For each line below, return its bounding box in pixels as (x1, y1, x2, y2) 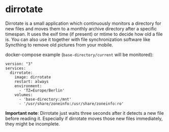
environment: (14, 83, 42, 89)
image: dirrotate (14, 74, 51, 79)
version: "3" (5, 61, 33, 66)
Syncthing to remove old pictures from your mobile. (5, 41, 114, 48)
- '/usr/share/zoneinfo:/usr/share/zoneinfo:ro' (18, 101, 124, 106)
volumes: (14, 92, 33, 97)
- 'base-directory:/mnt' (18, 97, 72, 102)
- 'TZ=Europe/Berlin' (18, 87, 65, 93)
